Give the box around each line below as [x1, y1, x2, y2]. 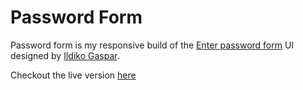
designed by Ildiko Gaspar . [10, 49, 120, 61]
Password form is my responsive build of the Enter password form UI [10, 39, 295, 51]
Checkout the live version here [10, 69, 137, 81]
